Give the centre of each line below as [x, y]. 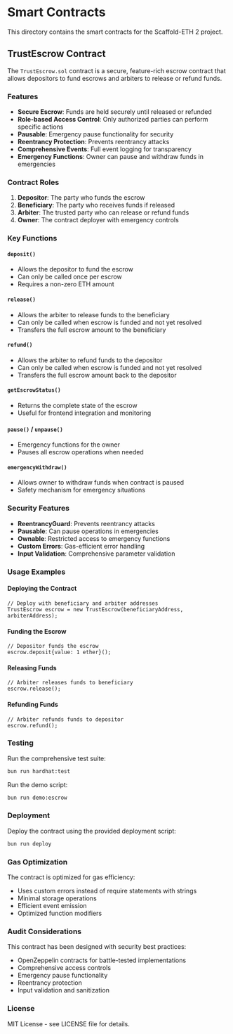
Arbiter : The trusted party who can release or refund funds [103, 212]
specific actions [40, 127]
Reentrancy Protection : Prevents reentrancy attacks [93, 142]
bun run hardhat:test [39, 771]
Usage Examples [36, 572]
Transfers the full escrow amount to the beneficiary [92, 330]
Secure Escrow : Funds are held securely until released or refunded [114, 112]
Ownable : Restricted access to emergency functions [94, 538]
